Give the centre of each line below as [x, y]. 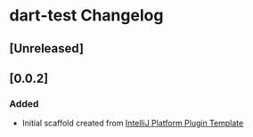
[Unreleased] [47, 48]
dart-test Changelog [86, 16]
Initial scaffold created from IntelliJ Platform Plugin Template [133, 123]
